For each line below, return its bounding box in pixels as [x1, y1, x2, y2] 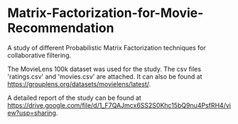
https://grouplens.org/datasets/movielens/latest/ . [7, 79, 151, 88]
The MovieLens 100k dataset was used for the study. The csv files [7, 64, 201, 73]
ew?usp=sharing [7, 108, 57, 117]
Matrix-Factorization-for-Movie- [7, 5, 204, 21]
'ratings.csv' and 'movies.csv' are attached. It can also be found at [7, 72, 202, 81]
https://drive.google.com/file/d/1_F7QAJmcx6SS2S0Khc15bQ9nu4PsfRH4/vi [7, 101, 231, 109]
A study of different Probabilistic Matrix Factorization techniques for [7, 43, 206, 52]
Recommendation [7, 20, 114, 36]
